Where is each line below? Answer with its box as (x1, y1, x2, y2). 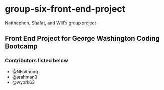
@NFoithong (12, 68, 38, 74)
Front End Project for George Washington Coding (5, 34, 160, 43)
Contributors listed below (5, 57, 68, 64)
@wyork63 (12, 79, 35, 85)
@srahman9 (12, 74, 38, 80)
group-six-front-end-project (5, 3, 126, 15)
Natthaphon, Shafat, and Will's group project (5, 20, 96, 26)
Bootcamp (5, 42, 38, 51)
